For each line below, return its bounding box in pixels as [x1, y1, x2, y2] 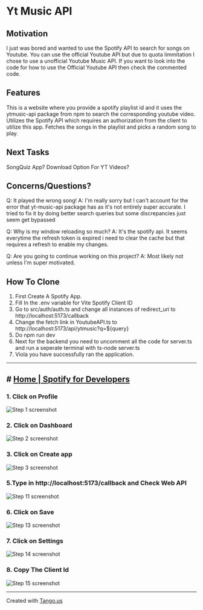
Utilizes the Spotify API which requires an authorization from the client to [6, 116, 187, 124]
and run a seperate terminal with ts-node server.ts [14, 344, 140, 352]
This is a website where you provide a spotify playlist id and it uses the [6, 104, 182, 111]
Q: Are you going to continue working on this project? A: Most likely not [6, 253, 184, 260]
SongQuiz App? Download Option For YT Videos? [6, 163, 130, 170]
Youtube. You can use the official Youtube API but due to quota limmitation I [6, 51, 195, 58]
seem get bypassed [6, 216, 56, 224]
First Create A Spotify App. [14, 293, 82, 300]
